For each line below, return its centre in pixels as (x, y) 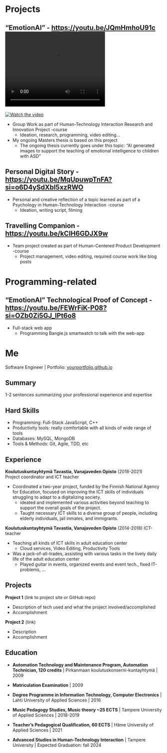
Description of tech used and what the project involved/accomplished (84, 607)
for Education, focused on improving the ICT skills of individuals (78, 492)
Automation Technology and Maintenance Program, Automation (80, 665)
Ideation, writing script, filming (51, 210)
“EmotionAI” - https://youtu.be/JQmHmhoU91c (81, 28)
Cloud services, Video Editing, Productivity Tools (70, 548)
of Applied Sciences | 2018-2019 (46, 715)
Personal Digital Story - (42, 172)
